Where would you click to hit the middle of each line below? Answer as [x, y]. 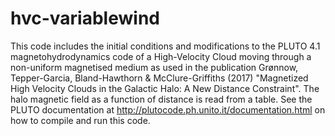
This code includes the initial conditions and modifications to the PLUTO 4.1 [165, 46]
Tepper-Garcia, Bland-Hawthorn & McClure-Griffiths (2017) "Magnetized [159, 78]
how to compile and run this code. [80, 120]
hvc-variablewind [85, 18]
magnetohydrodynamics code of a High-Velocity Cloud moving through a [161, 56]
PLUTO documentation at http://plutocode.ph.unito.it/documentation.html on [168, 109]
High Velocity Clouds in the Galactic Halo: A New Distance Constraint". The [165, 88]
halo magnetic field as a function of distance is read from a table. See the [161, 99]
